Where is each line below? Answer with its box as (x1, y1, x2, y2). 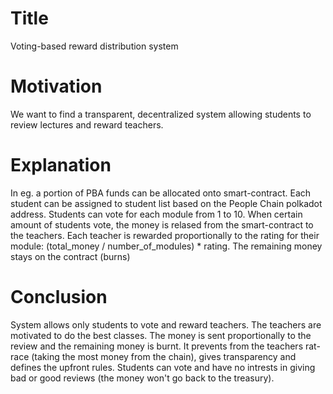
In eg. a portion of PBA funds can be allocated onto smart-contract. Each (10, 187, 312, 199)
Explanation (10, 154, 112, 177)
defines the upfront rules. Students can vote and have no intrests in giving (10, 361, 316, 373)
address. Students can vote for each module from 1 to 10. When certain (10, 208, 303, 220)
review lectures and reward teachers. (10, 118, 164, 131)
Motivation (10, 75, 103, 98)
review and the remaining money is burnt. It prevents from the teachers (10, 340, 304, 352)
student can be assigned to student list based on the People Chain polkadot (10, 197, 323, 209)
